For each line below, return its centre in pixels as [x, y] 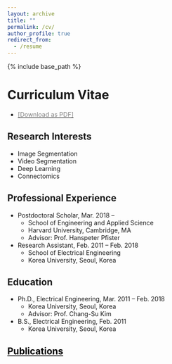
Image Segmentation [47, 153]
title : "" [22, 20]
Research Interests [49, 137]
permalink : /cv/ [31, 27]
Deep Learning [39, 168]
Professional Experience [62, 198]
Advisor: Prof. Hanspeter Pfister [74, 237]
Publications [35, 351]
